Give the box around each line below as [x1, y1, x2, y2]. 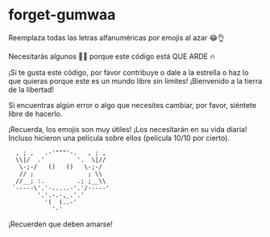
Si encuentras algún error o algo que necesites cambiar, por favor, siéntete [8, 100, 256, 110]
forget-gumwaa [8, 6, 116, 24]
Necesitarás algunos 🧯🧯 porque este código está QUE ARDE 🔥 [8, 51, 216, 61]
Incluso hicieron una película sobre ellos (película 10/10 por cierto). [8, 133, 230, 143]
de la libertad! [8, 85, 54, 94]
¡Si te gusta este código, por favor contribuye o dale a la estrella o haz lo [8, 67, 249, 77]
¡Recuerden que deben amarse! [8, 219, 113, 229]
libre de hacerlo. [8, 109, 63, 118]
